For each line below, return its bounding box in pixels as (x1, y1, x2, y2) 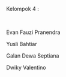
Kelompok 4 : (6, 5, 39, 12)
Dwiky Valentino (6, 64, 46, 71)
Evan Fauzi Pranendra (6, 28, 61, 36)
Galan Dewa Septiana (6, 52, 59, 59)
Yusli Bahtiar (6, 41, 37, 47)
